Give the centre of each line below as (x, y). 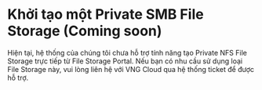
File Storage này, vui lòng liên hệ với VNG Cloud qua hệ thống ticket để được (131, 69)
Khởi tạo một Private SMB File (106, 14)
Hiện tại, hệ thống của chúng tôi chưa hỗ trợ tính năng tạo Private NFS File (127, 52)
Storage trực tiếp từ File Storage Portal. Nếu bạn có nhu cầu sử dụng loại (125, 61)
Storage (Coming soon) (85, 31)
